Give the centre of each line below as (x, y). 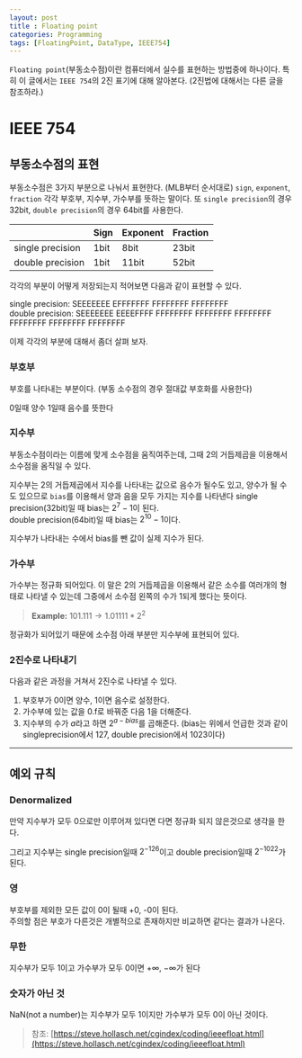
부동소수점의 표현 (54, 164)
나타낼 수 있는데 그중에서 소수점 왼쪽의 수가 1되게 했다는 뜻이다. (136, 596)
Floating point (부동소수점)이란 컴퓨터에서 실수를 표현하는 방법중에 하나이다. (145, 69)
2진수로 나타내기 (43, 660)
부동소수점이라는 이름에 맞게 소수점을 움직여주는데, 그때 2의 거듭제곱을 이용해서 (148, 454)
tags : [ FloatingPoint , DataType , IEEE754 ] (90, 43)
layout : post (34, 18)
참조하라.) (27, 92)
